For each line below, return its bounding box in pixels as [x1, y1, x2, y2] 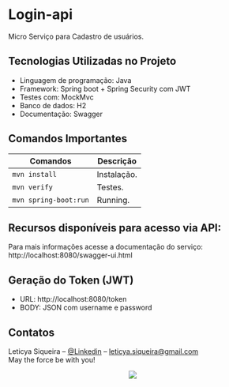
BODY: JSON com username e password [19, 302, 152, 313]
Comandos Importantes [8, 132, 128, 145]
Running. [96, 194, 130, 205]
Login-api [8, 6, 73, 24]
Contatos [8, 325, 55, 339]
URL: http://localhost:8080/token [19, 295, 127, 304]
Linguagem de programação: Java [19, 75, 132, 85]
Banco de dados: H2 [19, 100, 87, 110]
